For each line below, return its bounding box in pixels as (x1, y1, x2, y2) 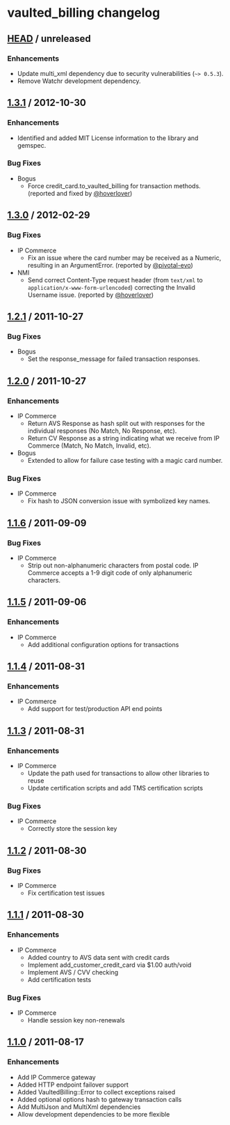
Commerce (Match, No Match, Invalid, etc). (27, 441, 151, 450)
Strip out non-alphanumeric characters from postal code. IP (27, 561, 199, 569)
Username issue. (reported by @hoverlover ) (27, 291, 154, 299)
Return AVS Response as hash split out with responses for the (27, 419, 205, 427)
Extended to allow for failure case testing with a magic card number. (27, 456, 223, 464)
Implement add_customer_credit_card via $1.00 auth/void (27, 961, 192, 969)
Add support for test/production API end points (27, 705, 163, 713)
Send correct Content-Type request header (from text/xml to (27, 275, 203, 284)
